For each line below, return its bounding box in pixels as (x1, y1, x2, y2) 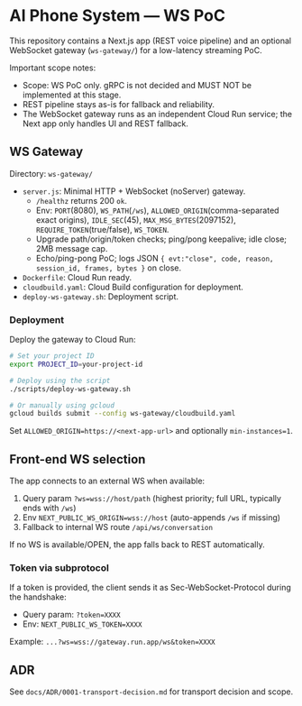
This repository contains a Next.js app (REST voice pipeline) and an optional (9, 35, 291, 46)
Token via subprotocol (9, 562, 110, 574)
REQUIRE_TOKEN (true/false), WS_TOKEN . (35, 224, 169, 234)
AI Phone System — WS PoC (9, 5, 225, 26)
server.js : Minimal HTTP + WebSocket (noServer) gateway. (22, 186, 246, 197)
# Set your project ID (9, 352, 95, 361)
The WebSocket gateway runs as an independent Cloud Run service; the (22, 108, 293, 119)
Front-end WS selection (9, 452, 146, 467)
